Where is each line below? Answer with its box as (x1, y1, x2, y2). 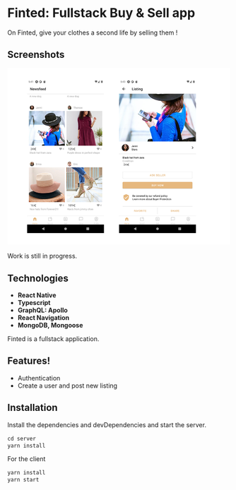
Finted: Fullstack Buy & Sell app (7, 5, 196, 21)
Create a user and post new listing (17, 381, 118, 390)
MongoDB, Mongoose (17, 321, 83, 329)
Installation (7, 402, 58, 414)
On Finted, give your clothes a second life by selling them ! (7, 28, 178, 37)
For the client (7, 454, 46, 463)
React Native (17, 291, 57, 299)
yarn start (7, 476, 40, 483)
